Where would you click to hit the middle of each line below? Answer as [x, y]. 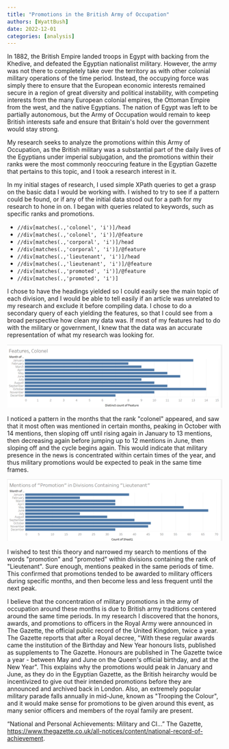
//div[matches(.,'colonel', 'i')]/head [74, 228]
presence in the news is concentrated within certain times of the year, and [111, 455]
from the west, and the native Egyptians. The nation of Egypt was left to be [112, 107]
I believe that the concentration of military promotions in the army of [103, 601]
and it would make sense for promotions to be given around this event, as [110, 703]
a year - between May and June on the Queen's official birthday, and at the [113, 659]
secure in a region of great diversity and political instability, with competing [113, 93]
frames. [18, 470]
